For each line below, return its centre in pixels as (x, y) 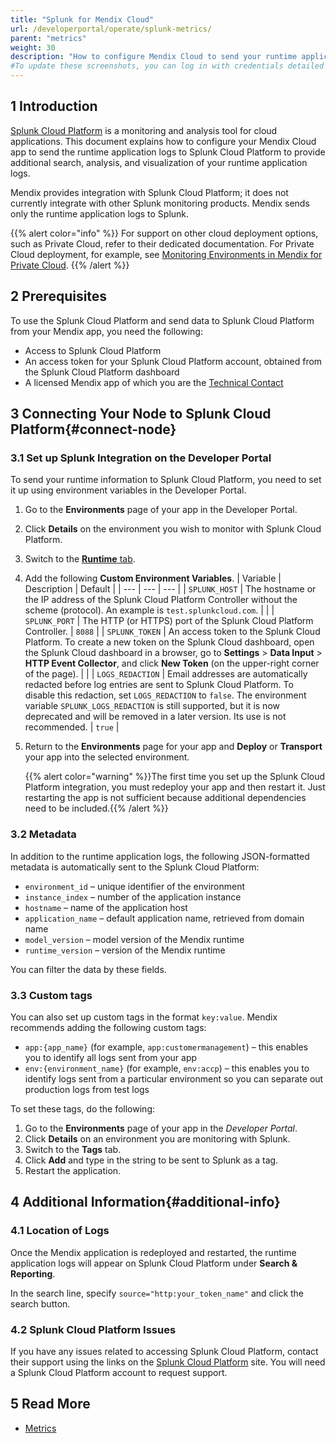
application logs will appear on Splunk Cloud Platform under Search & (154, 1263)
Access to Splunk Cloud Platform (93, 350)
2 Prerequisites (59, 296)
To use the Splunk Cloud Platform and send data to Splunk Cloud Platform (162, 320)
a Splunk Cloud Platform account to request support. (119, 1372)
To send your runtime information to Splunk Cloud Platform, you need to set (166, 480)
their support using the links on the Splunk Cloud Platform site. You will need (168, 1362)
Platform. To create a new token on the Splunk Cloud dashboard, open (169, 642)
